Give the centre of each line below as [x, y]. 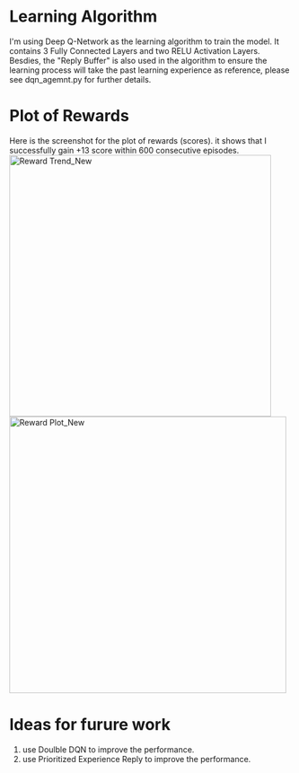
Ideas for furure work [90, 725]
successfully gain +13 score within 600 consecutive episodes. [124, 150]
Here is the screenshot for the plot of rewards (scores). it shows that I [138, 140]
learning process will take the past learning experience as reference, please [149, 70]
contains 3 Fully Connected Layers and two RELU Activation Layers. [135, 50]
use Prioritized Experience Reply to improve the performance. [136, 759]
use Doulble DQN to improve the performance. [108, 749]
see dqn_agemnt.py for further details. [80, 79]
